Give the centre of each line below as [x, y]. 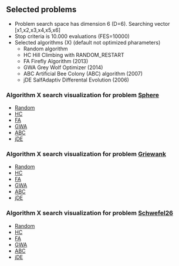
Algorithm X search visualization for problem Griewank [86, 154]
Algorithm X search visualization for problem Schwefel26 [89, 213]
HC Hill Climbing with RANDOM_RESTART [74, 54]
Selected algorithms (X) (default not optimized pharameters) [87, 42]
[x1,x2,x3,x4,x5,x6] [37, 30]
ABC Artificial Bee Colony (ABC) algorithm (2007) [83, 73]
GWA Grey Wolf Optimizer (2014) [63, 67]
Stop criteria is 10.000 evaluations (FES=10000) [72, 36]
